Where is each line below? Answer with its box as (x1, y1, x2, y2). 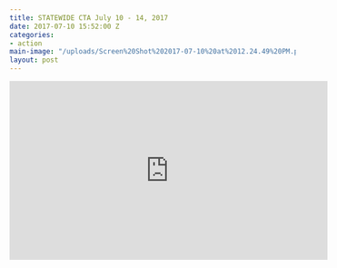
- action (9, 38, 43, 48)
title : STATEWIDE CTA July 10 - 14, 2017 (9, 13, 169, 23)
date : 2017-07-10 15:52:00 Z (9, 22, 120, 31)
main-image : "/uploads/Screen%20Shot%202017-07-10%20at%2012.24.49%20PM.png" (9, 47, 311, 56)
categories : (9, 30, 55, 39)
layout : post (9, 55, 59, 65)
